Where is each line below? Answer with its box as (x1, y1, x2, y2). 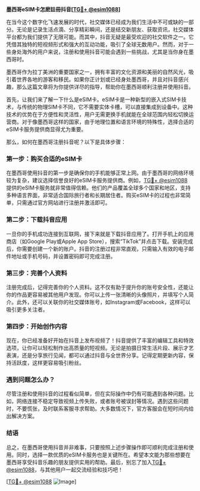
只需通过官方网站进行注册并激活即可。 (16, 199, 111, 206)
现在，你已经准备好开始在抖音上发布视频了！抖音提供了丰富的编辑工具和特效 (6, 337, 194, 344)
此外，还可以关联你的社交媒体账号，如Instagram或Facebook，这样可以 (16, 298, 190, 306)
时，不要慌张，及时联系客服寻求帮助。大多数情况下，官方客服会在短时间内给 (6, 405, 194, 412)
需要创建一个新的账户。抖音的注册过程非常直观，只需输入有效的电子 (21, 245, 189, 252)
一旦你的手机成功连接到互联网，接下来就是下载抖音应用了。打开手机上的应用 (6, 230, 194, 237)
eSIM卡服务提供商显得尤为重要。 (6, 126, 87, 133)
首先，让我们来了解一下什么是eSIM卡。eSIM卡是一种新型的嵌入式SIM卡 (6, 96, 182, 103)
